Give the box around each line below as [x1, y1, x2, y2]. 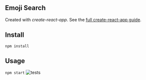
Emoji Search [5, 4, 46, 12]
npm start [5, 70, 25, 76]
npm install [5, 44, 29, 48]
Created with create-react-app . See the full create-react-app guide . [5, 16, 142, 22]
